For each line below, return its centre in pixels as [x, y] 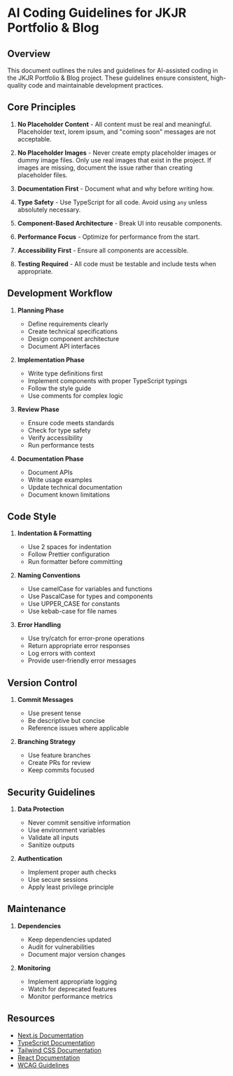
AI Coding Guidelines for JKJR [97, 13]
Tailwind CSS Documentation [59, 1050]
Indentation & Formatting [55, 533]
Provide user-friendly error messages [82, 661]
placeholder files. [42, 175]
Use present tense [55, 713]
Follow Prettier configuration [69, 554]
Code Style [32, 517]
